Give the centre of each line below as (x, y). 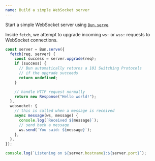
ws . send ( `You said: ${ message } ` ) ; (55, 130)
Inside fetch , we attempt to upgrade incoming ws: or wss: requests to (78, 34)
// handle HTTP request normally (50, 92)
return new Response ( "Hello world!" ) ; (55, 97)
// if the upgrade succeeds (49, 73)
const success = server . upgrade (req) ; (55, 59)
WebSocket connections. (32, 40)
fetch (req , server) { (33, 54)
